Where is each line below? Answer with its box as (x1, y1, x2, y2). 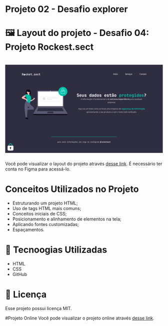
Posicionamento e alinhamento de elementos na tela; (12, 216, 121, 222)
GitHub (12, 271, 27, 277)
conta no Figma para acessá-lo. (5, 166, 71, 172)
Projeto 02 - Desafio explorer (5, 3, 128, 15)
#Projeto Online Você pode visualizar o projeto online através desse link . (5, 315, 154, 321)
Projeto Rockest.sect (5, 41, 94, 53)
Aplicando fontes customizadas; (12, 221, 79, 227)
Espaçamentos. (12, 226, 45, 232)
